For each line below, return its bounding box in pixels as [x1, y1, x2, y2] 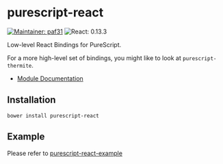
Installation [7, 94, 56, 106]
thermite [7, 62, 32, 69]
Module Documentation [16, 74, 83, 83]
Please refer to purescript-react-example [7, 149, 123, 157]
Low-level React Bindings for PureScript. [7, 40, 122, 49]
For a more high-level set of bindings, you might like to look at [7, 53, 181, 62]
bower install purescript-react [7, 112, 99, 119]
